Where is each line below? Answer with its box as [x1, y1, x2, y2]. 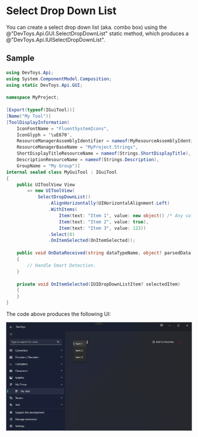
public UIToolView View [16, 182, 75, 188]
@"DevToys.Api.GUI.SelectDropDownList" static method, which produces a [6, 29, 189, 37]
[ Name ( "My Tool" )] [6, 113, 51, 119]
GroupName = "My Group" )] [16, 163, 81, 169]
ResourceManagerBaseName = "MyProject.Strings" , [16, 144, 138, 150]
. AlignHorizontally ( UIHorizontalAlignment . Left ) [48, 201, 170, 206]
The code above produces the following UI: [6, 311, 111, 317]
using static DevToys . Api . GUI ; [6, 82, 83, 88]
